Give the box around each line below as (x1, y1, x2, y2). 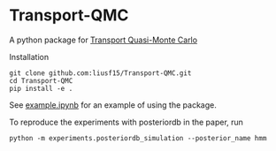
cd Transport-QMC (9, 76, 73, 85)
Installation (9, 51, 50, 62)
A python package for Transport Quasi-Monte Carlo (9, 34, 197, 45)
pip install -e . (9, 84, 73, 93)
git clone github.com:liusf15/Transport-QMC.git (9, 68, 192, 78)
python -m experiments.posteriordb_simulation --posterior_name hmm (9, 133, 267, 142)
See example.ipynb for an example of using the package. (9, 99, 217, 110)
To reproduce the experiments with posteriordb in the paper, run (9, 117, 243, 127)
